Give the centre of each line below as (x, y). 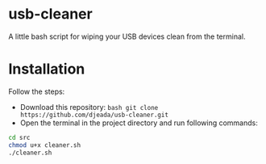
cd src (19, 137)
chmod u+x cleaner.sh (45, 145)
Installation (47, 69)
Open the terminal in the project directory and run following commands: (139, 123)
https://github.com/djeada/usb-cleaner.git (94, 115)
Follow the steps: (37, 91)
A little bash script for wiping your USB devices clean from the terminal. (127, 36)
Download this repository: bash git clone (89, 107)
